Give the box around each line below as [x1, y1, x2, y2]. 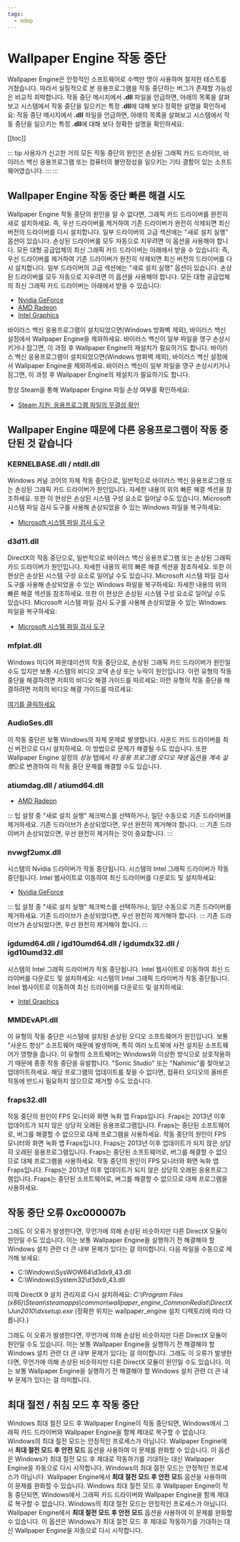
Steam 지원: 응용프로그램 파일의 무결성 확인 [17, 401, 140, 410]
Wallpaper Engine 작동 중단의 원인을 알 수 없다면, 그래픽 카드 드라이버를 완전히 [7, 210, 229, 219]
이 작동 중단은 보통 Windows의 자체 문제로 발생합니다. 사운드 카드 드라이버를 [7, 735, 221, 743]
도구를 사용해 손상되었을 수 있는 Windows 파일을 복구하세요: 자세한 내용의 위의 [7, 580, 227, 589]
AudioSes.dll [7, 718, 54, 728]
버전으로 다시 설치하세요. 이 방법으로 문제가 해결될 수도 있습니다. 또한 [14, 744, 207, 753]
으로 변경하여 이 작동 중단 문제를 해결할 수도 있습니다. [13, 762, 162, 771]
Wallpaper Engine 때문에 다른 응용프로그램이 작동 [7, 423, 218, 436]
